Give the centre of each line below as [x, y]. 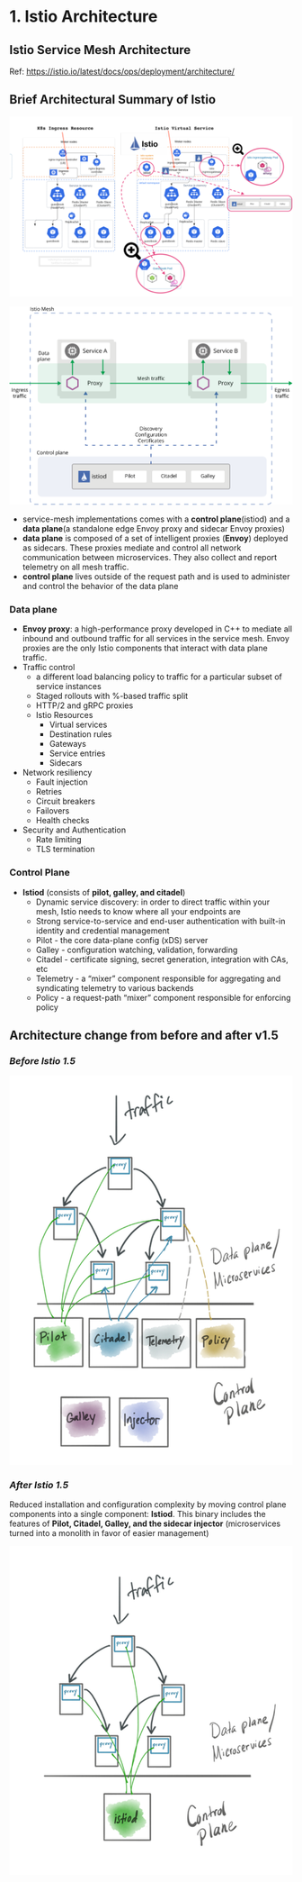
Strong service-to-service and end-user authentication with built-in [160, 921]
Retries [49, 792]
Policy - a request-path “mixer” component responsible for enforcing [163, 997]
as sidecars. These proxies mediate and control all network [132, 548]
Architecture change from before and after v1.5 [144, 1035]
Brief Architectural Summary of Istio [113, 100]
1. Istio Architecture [84, 17]
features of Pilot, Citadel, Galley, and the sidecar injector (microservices [145, 1523]
